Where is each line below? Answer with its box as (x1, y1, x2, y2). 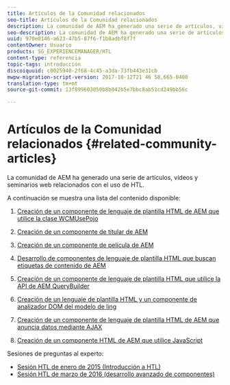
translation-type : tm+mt (7, 80, 78, 87)
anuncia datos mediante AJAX (16, 323, 103, 332)
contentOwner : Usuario (7, 42, 72, 49)
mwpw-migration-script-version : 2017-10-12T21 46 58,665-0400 (7, 73, 188, 81)
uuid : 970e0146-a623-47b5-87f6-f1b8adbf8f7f (7, 36, 136, 42)
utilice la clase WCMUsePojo (16, 215, 99, 223)
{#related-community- (85, 136, 218, 152)
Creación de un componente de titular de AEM (16, 228, 149, 236)
